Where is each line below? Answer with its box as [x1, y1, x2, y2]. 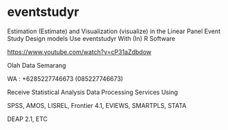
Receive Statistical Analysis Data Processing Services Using [7, 88, 178, 96]
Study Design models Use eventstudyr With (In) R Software [7, 34, 175, 42]
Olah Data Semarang [7, 61, 66, 69]
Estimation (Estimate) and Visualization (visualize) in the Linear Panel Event [7, 27, 221, 35]
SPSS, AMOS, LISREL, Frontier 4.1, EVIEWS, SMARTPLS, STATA [7, 101, 187, 109]
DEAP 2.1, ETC [7, 115, 48, 123]
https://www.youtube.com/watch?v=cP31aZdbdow [7, 48, 152, 56]
